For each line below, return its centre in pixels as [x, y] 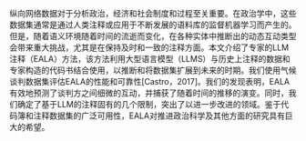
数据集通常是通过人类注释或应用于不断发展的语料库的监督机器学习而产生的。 [153, 25]
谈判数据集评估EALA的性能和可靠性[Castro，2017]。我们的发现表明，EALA [149, 81]
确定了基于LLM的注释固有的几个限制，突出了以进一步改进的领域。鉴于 [149, 104]
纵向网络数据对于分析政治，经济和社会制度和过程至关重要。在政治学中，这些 [153, 13]
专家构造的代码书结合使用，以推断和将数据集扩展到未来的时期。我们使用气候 [153, 70]
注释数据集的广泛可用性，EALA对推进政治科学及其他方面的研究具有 [159, 116]
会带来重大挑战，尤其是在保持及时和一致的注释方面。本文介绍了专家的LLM [149, 47]
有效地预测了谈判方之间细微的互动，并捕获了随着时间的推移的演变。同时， [149, 93]
